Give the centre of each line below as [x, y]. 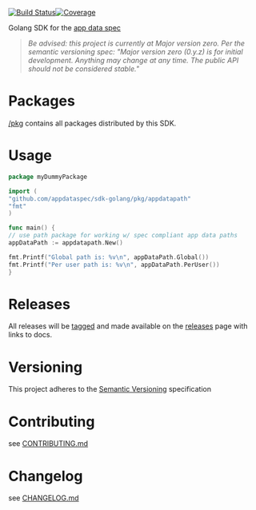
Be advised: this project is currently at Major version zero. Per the [136, 43]
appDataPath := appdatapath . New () [66, 243]
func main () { [32, 228]
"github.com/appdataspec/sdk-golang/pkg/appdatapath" [100, 199]
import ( [23, 191]
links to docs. [30, 335]
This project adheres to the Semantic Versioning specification [110, 389]
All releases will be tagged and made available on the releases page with [128, 326]
